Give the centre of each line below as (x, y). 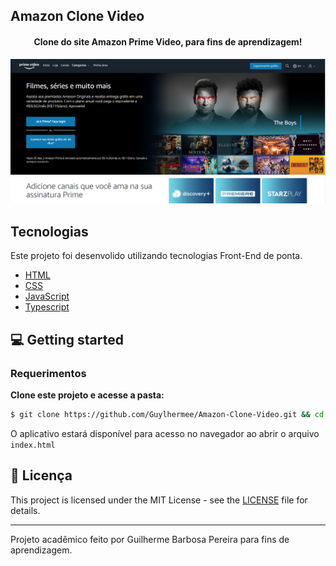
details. (25, 510)
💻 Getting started (67, 339)
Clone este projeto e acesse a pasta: (87, 395)
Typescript (47, 307)
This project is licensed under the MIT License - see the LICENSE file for (159, 500)
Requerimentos (48, 373)
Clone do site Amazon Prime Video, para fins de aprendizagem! (168, 41)
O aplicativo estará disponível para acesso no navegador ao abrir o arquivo (165, 433)
